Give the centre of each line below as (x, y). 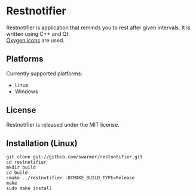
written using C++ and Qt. (38, 33)
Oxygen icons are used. (35, 40)
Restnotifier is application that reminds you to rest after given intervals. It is (98, 27)
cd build (17, 173)
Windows (26, 91)
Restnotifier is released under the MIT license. (63, 124)
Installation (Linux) (42, 143)
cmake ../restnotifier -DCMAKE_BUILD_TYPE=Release (71, 178)
